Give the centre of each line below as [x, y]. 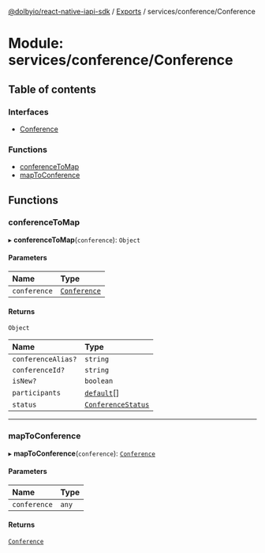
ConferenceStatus [117, 405]
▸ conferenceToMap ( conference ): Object [74, 240]
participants [37, 393]
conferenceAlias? [45, 360]
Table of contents [52, 89]
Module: [36, 44]
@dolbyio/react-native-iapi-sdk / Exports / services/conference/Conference [132, 11]
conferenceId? [39, 370]
